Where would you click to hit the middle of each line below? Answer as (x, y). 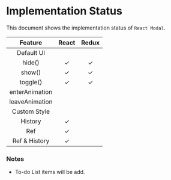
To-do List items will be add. (50, 172)
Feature (31, 42)
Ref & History (31, 141)
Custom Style (31, 111)
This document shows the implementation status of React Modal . (86, 28)
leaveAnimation (31, 102)
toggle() (31, 82)
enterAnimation (31, 92)
